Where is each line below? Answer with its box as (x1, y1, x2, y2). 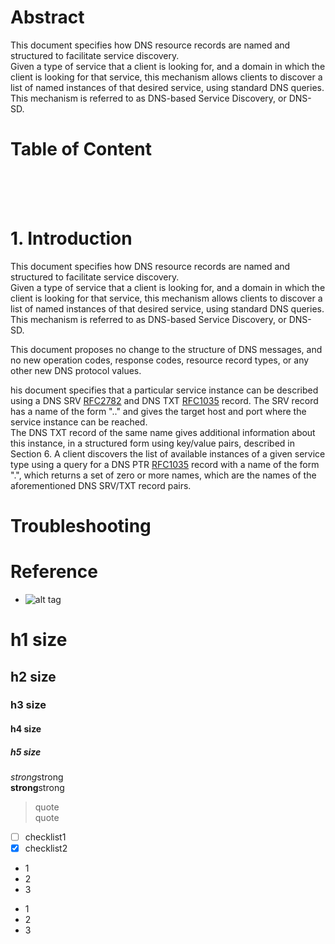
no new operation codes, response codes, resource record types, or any (10, 354, 310, 366)
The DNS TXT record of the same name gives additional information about (10, 426, 316, 438)
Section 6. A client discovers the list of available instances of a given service (10, 447, 326, 460)
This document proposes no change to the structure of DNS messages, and (10, 343, 323, 355)
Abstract (10, 6, 85, 29)
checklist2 (24, 842, 68, 855)
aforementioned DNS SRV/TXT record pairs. (10, 479, 192, 491)
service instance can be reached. (10, 416, 148, 428)
